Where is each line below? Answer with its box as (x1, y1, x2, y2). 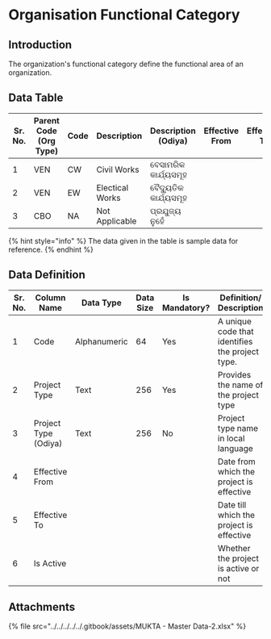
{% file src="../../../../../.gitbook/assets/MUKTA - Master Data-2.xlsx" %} (8, 621, 247, 631)
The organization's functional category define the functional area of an (8, 59, 244, 69)
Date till (217, 499, 247, 510)
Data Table (8, 91, 64, 105)
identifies (217, 336, 253, 347)
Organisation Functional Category (8, 6, 240, 24)
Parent (33, 115, 60, 126)
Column (35, 292, 66, 303)
